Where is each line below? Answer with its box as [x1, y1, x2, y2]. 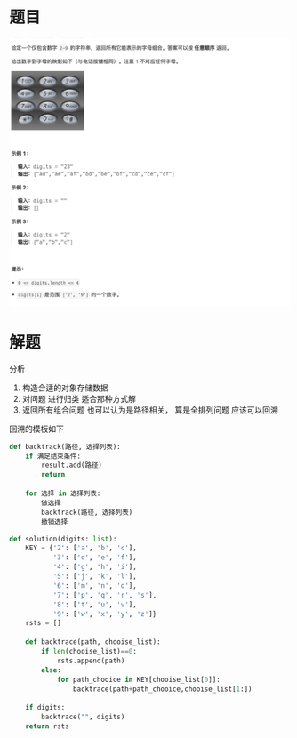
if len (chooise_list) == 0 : [41, 647, 138, 656]
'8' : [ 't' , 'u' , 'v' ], [52, 600, 138, 609]
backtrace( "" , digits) [41, 712, 125, 722]
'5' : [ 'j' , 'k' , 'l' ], [52, 572, 138, 582]
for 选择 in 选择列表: [25, 489, 101, 498]
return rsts [25, 722, 69, 731]
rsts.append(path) [56, 656, 125, 665]
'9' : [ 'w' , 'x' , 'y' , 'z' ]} [52, 609, 157, 618]
